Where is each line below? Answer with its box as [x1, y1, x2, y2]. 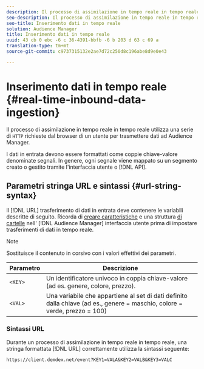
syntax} [6, 191, 37, 201]
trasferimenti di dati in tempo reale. [6, 226, 94, 233]
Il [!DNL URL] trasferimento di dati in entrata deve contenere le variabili [6, 206, 183, 214]
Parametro [9, 263, 41, 272]
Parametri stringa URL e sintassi [6, 181, 131, 191]
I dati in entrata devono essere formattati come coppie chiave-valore [6, 150, 178, 158]
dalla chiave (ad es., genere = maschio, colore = [46, 299, 183, 307]
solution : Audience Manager [6, 25, 78, 32]
